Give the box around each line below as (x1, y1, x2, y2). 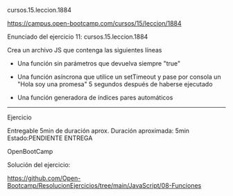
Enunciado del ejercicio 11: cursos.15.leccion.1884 (7, 32, 148, 41)
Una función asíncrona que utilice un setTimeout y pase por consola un (17, 72, 221, 81)
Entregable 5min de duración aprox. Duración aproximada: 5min (7, 127, 189, 135)
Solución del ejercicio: (7, 161, 71, 168)
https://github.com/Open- (7, 174, 81, 182)
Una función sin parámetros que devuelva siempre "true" (17, 59, 181, 68)
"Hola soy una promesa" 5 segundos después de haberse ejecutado (17, 80, 213, 88)
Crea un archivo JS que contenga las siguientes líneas (7, 46, 162, 54)
